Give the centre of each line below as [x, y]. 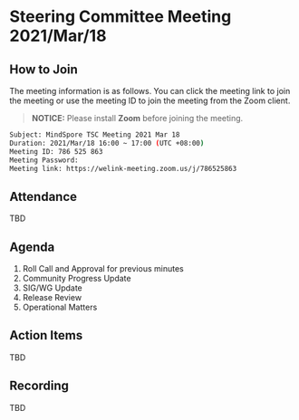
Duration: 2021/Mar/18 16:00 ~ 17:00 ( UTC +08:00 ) [107, 143]
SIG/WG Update [53, 288]
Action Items [46, 335]
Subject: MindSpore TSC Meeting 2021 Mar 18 [95, 135]
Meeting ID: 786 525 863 [56, 151]
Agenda [32, 247]
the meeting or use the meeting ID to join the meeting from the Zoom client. [150, 100]
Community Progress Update [77, 278]
